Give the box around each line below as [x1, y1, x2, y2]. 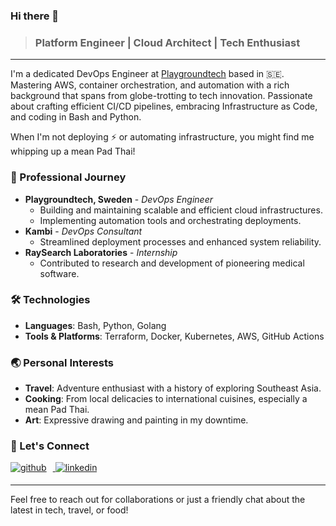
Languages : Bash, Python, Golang [24, 319, 167, 331]
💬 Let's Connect [10, 439, 90, 453]
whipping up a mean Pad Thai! [10, 145, 136, 158]
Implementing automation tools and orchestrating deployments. [39, 214, 302, 226]
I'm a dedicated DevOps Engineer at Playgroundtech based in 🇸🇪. [10, 68, 285, 80]
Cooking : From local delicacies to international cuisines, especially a [24, 393, 308, 405]
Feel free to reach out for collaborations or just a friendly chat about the [10, 494, 306, 506]
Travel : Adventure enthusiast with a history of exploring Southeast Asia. [24, 382, 322, 394]
